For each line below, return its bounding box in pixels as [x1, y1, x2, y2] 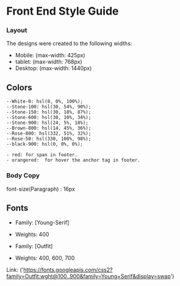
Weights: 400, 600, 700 [15, 254, 75, 262]
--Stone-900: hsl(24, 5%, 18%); [6, 120, 88, 126]
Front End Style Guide [6, 4, 119, 18]
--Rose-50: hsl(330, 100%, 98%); [6, 136, 92, 142]
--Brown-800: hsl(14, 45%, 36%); [6, 125, 92, 132]
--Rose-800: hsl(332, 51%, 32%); [6, 130, 92, 137]
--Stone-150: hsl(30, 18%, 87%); [6, 109, 92, 115]
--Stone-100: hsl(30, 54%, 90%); [6, 104, 92, 110]
